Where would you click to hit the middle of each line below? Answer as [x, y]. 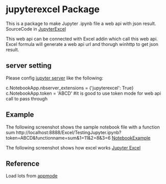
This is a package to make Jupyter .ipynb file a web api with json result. [81, 23]
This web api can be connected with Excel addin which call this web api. [82, 39]
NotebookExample [131, 138]
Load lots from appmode [32, 176]
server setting [29, 65]
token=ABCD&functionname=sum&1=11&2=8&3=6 [58, 138]
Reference [23, 163]
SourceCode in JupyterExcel [36, 29]
